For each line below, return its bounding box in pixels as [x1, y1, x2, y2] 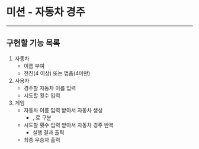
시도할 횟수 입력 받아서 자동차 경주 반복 [23, 121, 114, 128]
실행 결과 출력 [32, 128, 65, 136]
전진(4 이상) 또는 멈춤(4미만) [23, 69, 91, 77]
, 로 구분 [32, 114, 52, 121]
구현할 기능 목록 [6, 38, 60, 48]
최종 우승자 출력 [23, 136, 60, 143]
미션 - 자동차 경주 [6, 5, 86, 19]
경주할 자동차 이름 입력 [23, 84, 76, 92]
